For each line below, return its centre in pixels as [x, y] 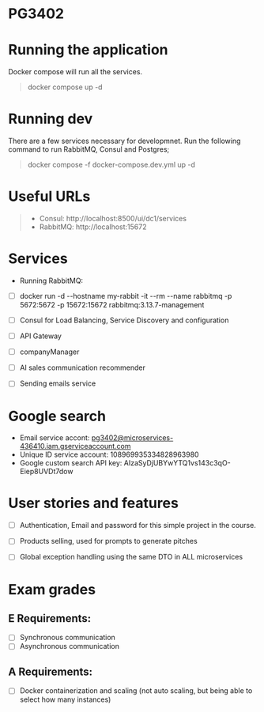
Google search [57, 416]
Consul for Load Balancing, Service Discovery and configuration [124, 320]
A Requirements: [51, 671]
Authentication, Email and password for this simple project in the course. [138, 526]
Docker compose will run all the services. [75, 72]
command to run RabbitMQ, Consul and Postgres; [89, 149]
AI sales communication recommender [83, 367]
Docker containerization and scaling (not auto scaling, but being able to [136, 691]
